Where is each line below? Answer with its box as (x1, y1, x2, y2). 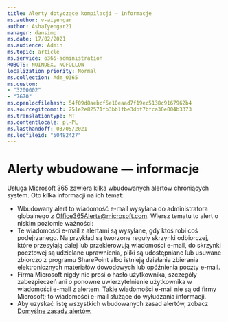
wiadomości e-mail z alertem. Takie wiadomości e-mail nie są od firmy (16, 285, 217, 293)
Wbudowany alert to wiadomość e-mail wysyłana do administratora (16, 204, 208, 213)
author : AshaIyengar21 (7, 23, 72, 30)
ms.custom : (7, 80, 38, 87)
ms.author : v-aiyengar (7, 17, 72, 23)
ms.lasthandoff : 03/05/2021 (7, 125, 88, 132)
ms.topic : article (7, 49, 60, 56)
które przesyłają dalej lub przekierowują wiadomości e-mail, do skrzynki (16, 241, 221, 250)
